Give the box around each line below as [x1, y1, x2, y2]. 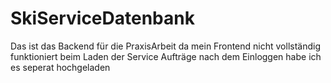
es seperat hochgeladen [10, 61, 111, 73]
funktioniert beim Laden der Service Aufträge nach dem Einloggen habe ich [10, 50, 322, 62]
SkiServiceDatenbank [10, 7, 195, 30]
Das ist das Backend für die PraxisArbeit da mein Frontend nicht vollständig [10, 40, 321, 52]
